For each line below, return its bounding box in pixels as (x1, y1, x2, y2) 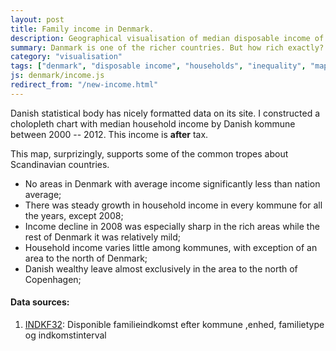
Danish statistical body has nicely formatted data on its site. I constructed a (10, 107, 321, 119)
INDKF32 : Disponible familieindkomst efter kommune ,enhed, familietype (24, 318, 325, 330)
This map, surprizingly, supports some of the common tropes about (10, 147, 289, 160)
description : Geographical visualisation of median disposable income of (10, 33, 325, 43)
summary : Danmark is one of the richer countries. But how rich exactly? (10, 42, 325, 53)
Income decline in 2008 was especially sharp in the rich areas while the (24, 220, 320, 232)
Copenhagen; (24, 273, 82, 285)
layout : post (10, 14, 65, 25)
